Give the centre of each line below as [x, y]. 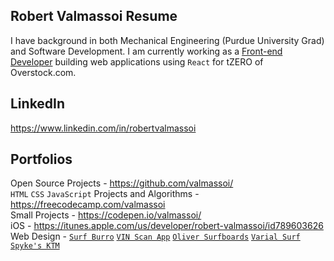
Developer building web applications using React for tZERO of [137, 61]
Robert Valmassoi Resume [94, 16]
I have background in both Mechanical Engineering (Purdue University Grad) [167, 40]
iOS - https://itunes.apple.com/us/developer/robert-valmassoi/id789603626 [167, 226]
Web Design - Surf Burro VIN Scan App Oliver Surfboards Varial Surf [155, 236]
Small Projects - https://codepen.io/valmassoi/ [106, 215]
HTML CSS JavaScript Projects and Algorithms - [105, 194]
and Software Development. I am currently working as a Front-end [146, 51]
